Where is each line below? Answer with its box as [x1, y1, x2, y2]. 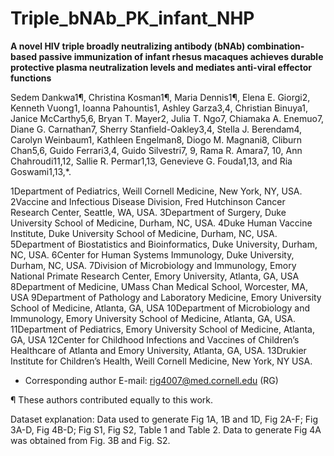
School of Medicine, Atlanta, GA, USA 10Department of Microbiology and [10, 302, 311, 314]
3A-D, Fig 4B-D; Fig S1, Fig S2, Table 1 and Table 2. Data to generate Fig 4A [10, 423, 322, 436]
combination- [246, 40, 305, 52]
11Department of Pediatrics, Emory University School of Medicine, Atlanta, [10, 323, 316, 335]
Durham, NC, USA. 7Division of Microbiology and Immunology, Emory [10, 259, 297, 271]
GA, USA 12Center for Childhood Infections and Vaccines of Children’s [10, 333, 300, 346]
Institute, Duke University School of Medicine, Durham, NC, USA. [10, 227, 278, 239]
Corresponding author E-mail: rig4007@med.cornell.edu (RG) [24, 374, 279, 386]
